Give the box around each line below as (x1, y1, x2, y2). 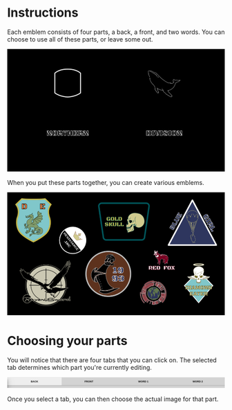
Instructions (7, 5, 79, 21)
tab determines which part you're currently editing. (7, 363, 152, 371)
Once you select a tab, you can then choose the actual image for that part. (7, 395, 219, 403)
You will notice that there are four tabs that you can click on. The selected (7, 355, 217, 364)
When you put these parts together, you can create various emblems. (7, 179, 205, 187)
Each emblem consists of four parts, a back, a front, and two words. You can (7, 28, 225, 36)
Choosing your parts (7, 333, 128, 349)
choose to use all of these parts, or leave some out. (7, 35, 153, 43)
